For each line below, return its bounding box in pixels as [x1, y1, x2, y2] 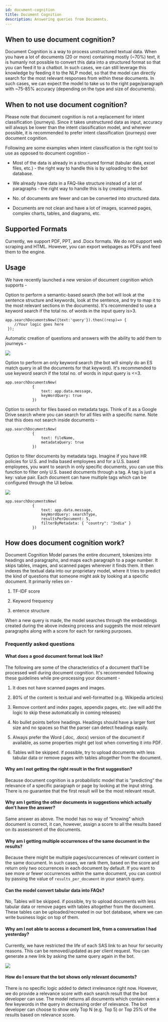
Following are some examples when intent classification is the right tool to [5, 145, 158, 151]
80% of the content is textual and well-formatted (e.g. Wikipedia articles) [12, 694, 164, 700]
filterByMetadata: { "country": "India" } [41, 520, 131, 526]
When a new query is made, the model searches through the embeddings [5, 618, 157, 624]
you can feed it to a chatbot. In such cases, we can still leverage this [5, 65, 146, 71]
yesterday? [5, 931, 30, 937]
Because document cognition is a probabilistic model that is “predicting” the [5, 777, 162, 783]
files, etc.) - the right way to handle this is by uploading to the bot [12, 165, 148, 171]
